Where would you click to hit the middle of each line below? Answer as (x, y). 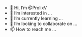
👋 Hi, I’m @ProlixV (28, 8)
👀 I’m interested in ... (31, 13)
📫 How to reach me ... (33, 29)
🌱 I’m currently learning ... (36, 18)
